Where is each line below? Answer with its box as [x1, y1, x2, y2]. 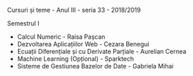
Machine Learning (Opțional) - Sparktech [17, 55, 134, 63]
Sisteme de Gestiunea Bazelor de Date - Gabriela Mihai [17, 62, 174, 70]
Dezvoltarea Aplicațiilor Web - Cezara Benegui [17, 40, 150, 48]
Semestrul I [7, 19, 40, 27]
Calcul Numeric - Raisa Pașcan [17, 32, 105, 41]
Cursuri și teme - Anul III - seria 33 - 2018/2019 [7, 6, 141, 14]
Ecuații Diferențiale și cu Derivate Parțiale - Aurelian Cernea [17, 48, 187, 55]
